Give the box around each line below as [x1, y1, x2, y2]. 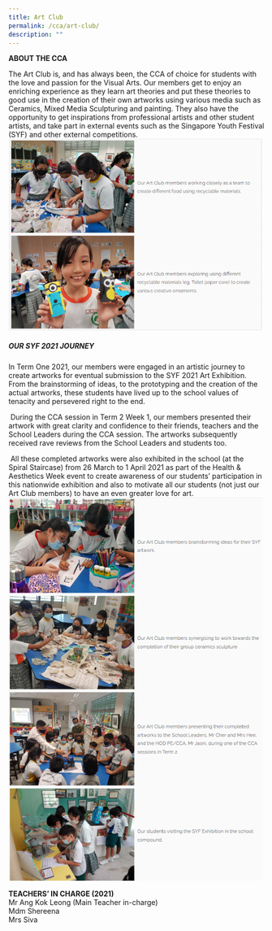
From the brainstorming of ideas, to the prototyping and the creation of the [8, 379, 258, 389]
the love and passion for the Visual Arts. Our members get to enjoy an [8, 78, 242, 88]
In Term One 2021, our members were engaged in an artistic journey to [8, 362, 245, 372]
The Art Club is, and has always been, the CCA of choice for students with [8, 69, 257, 79]
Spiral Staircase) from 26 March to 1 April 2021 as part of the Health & [8, 462, 242, 472]
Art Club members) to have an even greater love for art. [8, 488, 194, 498]
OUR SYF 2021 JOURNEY [8, 342, 95, 351]
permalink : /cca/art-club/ [8, 21, 100, 30]
